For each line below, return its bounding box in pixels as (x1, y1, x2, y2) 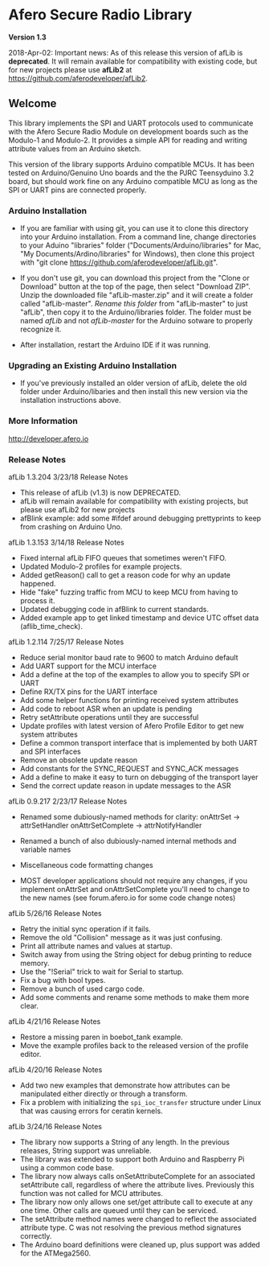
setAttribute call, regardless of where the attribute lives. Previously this (19, 1180, 255, 1190)
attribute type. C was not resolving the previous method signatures (19, 1223, 242, 1232)
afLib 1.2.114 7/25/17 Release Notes (8, 637, 124, 647)
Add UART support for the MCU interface (19, 661, 157, 671)
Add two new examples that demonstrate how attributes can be (19, 1080, 230, 1090)
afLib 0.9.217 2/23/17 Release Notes (8, 796, 128, 806)
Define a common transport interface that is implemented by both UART (19, 738, 259, 747)
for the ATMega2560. (19, 1248, 91, 1258)
